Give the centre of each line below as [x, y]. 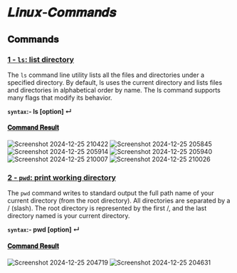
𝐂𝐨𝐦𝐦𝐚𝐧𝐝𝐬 [33, 39]
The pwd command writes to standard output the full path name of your [111, 193]
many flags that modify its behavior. [60, 98]
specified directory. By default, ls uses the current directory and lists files [115, 82]
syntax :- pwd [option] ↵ [43, 230]
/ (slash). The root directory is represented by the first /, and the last [107, 208]
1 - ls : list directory [41, 59]
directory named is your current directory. [69, 216]
